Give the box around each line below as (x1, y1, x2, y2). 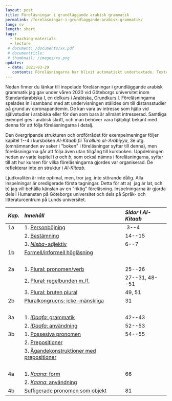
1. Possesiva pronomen (24, 331, 81, 337)
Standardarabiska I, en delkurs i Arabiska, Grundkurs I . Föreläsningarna (5, 95, 156, 101)
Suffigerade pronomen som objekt (24, 387, 106, 394)
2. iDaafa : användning (24, 322, 78, 329)
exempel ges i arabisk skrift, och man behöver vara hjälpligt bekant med (5, 117, 157, 122)
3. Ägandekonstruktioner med (24, 348, 96, 354)
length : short (5, 27, 36, 32)
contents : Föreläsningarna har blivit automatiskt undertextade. (12, 70, 155, 75)
